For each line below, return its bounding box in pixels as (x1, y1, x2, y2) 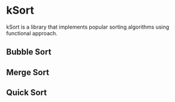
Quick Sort (6, 88, 47, 98)
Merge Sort (6, 67, 50, 78)
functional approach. (6, 29, 58, 36)
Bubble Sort (6, 47, 52, 57)
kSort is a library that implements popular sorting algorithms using (6, 23, 170, 30)
